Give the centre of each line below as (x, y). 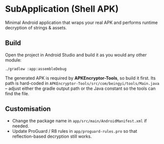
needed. (21, 126)
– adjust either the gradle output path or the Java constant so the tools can (80, 88)
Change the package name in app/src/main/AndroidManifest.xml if (79, 121)
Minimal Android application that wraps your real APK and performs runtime (82, 22)
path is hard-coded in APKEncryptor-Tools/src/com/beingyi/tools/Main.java (82, 83)
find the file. (17, 93)
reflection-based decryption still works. (52, 136)
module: (13, 60)
